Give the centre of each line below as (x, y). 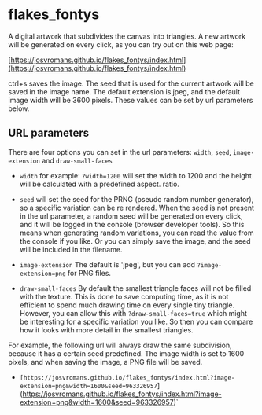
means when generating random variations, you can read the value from (137, 233)
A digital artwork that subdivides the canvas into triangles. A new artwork (127, 36)
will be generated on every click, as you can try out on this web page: (121, 44)
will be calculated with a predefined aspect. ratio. (99, 184)
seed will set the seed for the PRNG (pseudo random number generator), (137, 199)
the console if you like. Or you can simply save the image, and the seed (135, 241)
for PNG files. (89, 273)
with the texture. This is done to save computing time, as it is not (124, 296)
